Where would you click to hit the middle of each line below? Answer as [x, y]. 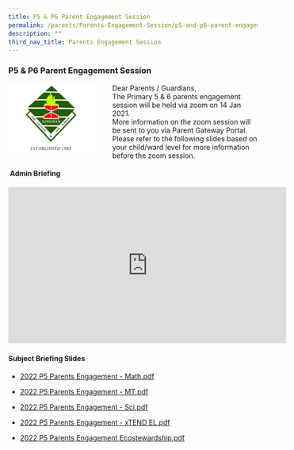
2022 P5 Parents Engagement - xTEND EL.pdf [95, 422]
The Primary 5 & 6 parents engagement [177, 96]
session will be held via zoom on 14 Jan [177, 105]
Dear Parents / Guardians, [154, 88]
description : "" [35, 33]
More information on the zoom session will [181, 121]
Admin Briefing [35, 174]
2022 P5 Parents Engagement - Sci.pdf [84, 407]
